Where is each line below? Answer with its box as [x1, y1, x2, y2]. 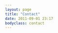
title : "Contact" [5, 12, 40, 16]
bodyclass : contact [5, 20, 45, 26]
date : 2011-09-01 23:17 [5, 16, 54, 21]
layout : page [5, 7, 32, 12]
